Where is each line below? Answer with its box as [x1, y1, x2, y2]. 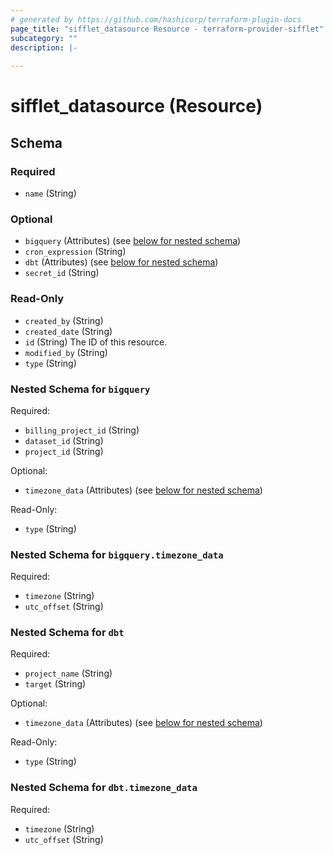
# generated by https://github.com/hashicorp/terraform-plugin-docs [10, 14, 302, 25]
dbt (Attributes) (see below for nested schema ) [24, 256, 219, 268]
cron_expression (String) [24, 246, 127, 258]
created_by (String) [24, 314, 104, 326]
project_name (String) [24, 667, 113, 680]
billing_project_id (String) [24, 424, 140, 436]
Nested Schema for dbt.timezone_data [10, 781, 198, 795]
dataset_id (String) [24, 434, 104, 446]
